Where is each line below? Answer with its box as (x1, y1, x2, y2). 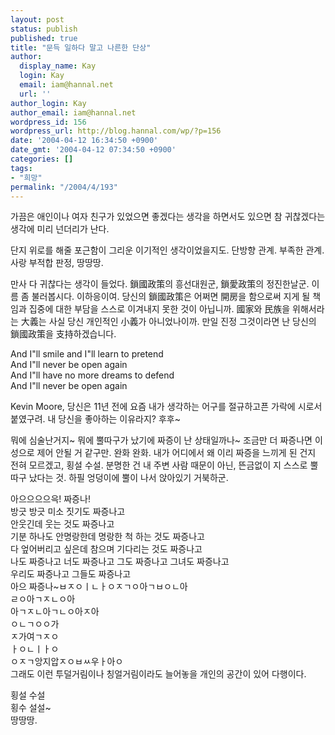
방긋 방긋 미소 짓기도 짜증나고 (10, 506, 126, 518)
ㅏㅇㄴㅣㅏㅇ (10, 643, 60, 655)
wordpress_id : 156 (10, 117, 87, 127)
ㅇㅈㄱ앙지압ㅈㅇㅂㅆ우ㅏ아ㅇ (10, 656, 124, 668)
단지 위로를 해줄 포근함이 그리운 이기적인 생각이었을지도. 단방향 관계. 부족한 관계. (10, 244, 325, 256)
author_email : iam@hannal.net (10, 107, 137, 118)
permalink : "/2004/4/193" (10, 182, 118, 192)
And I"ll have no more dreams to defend (10, 369, 175, 381)
